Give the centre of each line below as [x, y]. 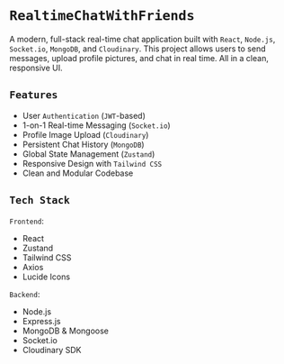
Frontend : [27, 221]
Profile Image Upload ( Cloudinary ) [85, 134]
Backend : [25, 294]
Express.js [41, 321]
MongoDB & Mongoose [66, 331]
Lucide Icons [46, 277]
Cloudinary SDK [52, 350]
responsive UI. [36, 68]
